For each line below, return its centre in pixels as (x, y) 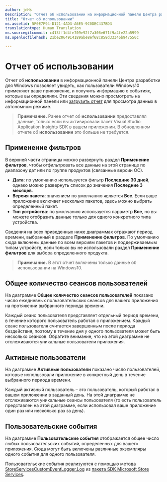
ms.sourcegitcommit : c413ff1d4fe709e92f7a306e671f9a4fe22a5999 (72, 33)
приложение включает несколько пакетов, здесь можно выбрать (82, 201)
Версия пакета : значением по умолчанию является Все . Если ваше (85, 196)
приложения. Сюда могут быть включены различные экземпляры (76, 449)
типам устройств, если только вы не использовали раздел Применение (82, 247)
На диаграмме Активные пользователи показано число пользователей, (83, 369)
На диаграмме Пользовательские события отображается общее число (82, 438)
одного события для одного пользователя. (50, 454)
